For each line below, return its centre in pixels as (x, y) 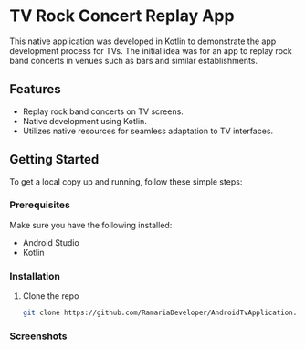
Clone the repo (51, 296)
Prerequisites (40, 205)
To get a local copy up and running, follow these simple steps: (126, 181)
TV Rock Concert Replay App (122, 16)
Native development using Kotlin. (85, 121)
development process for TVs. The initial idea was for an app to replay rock (151, 50)
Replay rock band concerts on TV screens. (103, 111)
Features (35, 89)
